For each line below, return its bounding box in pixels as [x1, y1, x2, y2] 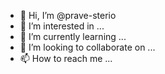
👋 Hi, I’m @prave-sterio [19, 10, 117, 21]
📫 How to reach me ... [19, 53, 113, 64]
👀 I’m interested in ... [19, 20, 105, 32]
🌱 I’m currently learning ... [19, 31, 127, 42]
